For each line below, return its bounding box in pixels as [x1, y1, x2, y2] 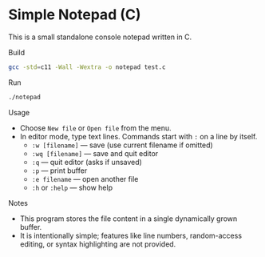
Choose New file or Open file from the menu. [19, 122, 172, 133]
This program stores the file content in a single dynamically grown [19, 214, 238, 223]
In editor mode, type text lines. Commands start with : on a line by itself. [19, 131, 258, 141]
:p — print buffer [31, 166, 88, 175]
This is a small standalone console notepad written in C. [8, 32, 192, 42]
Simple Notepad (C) [8, 6, 141, 24]
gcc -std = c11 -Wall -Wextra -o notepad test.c [8, 62, 166, 71]
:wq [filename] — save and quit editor [31, 148, 159, 158]
